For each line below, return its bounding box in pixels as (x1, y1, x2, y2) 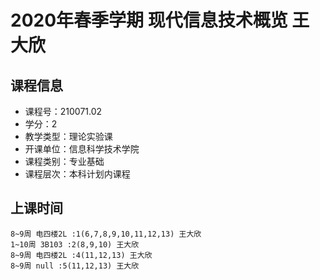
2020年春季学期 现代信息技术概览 (10, 9, 288, 32)
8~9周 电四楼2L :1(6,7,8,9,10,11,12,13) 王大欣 (10, 229, 202, 239)
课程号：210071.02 (24, 106, 103, 117)
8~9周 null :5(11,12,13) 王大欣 (10, 261, 140, 271)
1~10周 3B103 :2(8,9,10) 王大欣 (10, 239, 140, 250)
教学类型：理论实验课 (24, 131, 113, 142)
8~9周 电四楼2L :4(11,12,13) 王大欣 (10, 250, 153, 260)
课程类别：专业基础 (24, 156, 105, 167)
